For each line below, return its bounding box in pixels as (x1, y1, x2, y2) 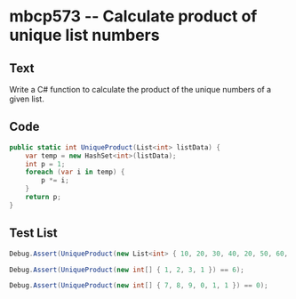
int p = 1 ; (25, 159, 66, 168)
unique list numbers (9, 25, 160, 45)
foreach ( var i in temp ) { (25, 167, 125, 177)
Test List (9, 225, 58, 241)
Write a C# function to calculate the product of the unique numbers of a (9, 85, 272, 94)
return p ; (25, 193, 62, 202)
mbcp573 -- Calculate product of (9, 6, 258, 27)
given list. (9, 93, 44, 104)
